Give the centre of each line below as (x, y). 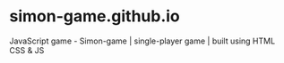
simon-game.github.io (95, 16)
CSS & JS (27, 50)
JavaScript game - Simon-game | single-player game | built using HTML (142, 41)
